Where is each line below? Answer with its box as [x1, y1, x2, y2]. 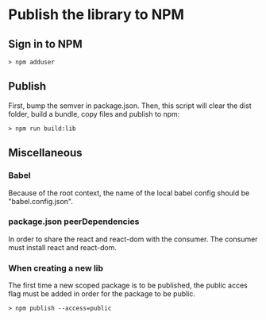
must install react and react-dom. [8, 242, 118, 252]
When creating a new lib [8, 262, 104, 273]
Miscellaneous [8, 146, 83, 160]
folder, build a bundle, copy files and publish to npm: [8, 109, 180, 118]
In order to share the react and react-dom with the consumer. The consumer [8, 234, 258, 244]
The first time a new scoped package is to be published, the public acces [8, 280, 248, 291]
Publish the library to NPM [8, 6, 184, 24]
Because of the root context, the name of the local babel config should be [8, 188, 250, 198]
